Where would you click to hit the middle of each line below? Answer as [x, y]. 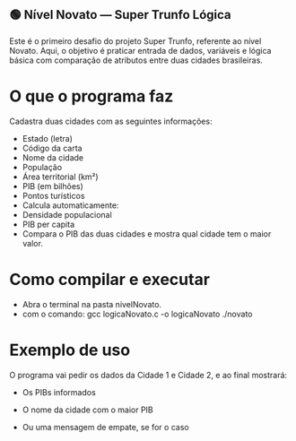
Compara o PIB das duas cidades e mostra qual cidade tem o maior [147, 233]
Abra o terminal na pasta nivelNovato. [92, 304]
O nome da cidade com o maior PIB [88, 410]
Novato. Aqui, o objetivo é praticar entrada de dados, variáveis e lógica [140, 50]
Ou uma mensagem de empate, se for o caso [106, 427]
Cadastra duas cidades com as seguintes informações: [111, 121]
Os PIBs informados [59, 392]
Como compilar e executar [110, 279]
